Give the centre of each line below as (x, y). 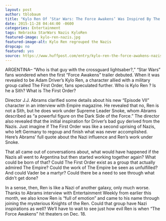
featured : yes (20, 51)
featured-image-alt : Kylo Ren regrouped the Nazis (58, 42)
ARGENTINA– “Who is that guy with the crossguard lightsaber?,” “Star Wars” (83, 70)
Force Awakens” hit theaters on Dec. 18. (46, 214)
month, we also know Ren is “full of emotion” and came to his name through (82, 198)
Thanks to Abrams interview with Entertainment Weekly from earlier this (78, 193)
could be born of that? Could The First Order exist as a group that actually (80, 162)
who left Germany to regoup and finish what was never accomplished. (77, 132)
